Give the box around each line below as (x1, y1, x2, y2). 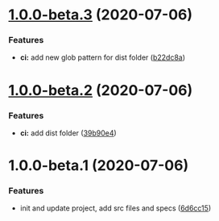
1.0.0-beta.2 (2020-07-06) (8, 81, 193, 99)
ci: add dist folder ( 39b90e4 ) (19, 127, 117, 138)
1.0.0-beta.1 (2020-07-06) (8, 156, 189, 175)
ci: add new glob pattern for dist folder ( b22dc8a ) (19, 52, 186, 62)
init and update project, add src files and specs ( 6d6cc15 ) (19, 203, 212, 213)
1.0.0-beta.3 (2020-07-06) (8, 6, 193, 24)
